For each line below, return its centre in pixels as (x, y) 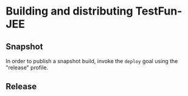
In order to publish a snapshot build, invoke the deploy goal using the (92, 61)
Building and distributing (69, 11)
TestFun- (159, 11)
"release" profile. (27, 67)
